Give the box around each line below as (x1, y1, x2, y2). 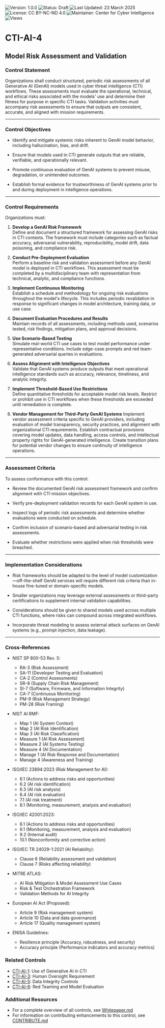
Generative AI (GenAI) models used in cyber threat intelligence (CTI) (5, 83, 143, 89)
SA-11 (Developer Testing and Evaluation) (19, 670, 103, 676)
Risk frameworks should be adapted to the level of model (12, 573, 128, 578)
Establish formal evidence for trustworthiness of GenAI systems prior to (12, 181, 157, 187)
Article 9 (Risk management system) (19, 910, 93, 916)
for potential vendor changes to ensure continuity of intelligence (12, 443, 142, 449)
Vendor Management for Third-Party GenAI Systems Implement (12, 411, 145, 417)
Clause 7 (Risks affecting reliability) (19, 861, 91, 867)
